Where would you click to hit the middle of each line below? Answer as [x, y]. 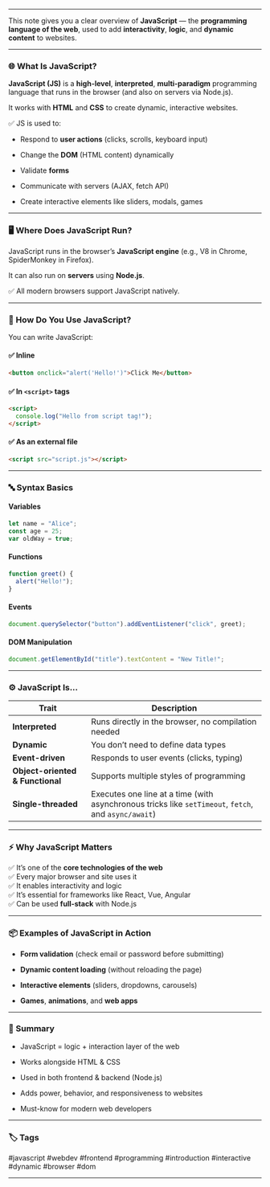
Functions [25, 557]
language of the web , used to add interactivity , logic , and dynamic [121, 29]
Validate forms [45, 170]
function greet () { [41, 574]
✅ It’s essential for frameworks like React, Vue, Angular [100, 895]
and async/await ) [124, 814]
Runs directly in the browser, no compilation [174, 722]
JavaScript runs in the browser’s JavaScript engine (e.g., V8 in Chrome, [128, 251]
